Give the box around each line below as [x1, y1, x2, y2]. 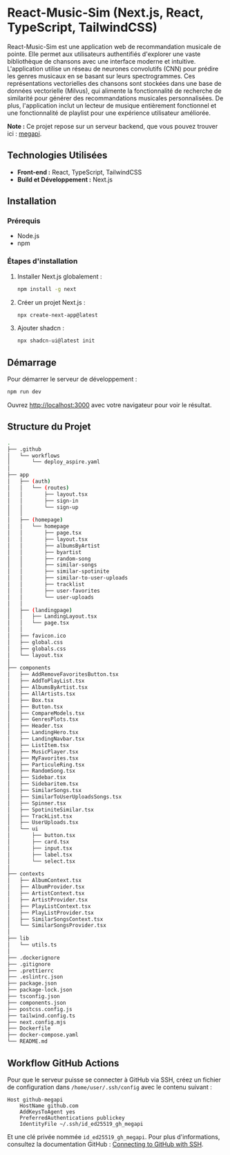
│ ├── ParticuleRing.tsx [7, 761, 85, 768]
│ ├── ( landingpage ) [7, 607, 73, 614]
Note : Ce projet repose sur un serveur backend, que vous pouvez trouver [7, 122, 218, 130]
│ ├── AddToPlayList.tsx [7, 677, 85, 685]
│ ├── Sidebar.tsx [7, 774, 67, 781]
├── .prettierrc [7, 967, 54, 974]
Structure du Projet [7, 421, 91, 433]
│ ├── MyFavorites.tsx [7, 755, 79, 762]
